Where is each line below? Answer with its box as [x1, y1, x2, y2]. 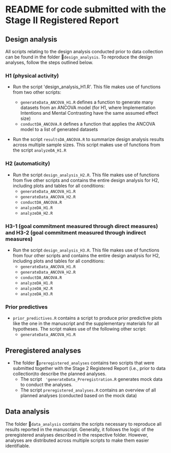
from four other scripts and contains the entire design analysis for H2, [12, 252, 160, 258]
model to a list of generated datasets [20, 127, 98, 133]
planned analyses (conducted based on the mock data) [20, 393, 137, 398]
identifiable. [5, 442, 30, 449]
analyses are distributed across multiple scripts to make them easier [5, 437, 149, 443]
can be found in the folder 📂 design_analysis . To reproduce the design [5, 54, 153, 60]
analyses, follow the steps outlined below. [5, 59, 94, 65]
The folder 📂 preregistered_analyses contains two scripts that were [12, 360, 155, 366]
